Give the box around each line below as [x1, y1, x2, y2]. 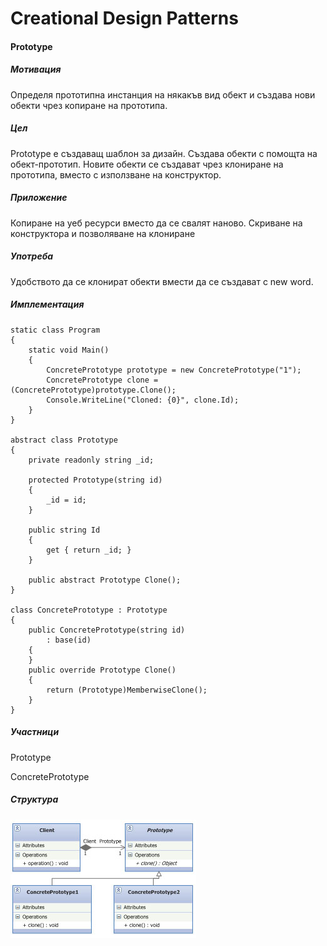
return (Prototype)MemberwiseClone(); [46, 685, 208, 695]
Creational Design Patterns [10, 7, 239, 30]
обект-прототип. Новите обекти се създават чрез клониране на [10, 158, 284, 170]
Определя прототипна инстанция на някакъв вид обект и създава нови [10, 88, 316, 101]
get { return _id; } [46, 545, 132, 555]
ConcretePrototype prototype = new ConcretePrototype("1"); [46, 365, 302, 375]
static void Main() [28, 345, 110, 355]
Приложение [10, 192, 68, 204]
